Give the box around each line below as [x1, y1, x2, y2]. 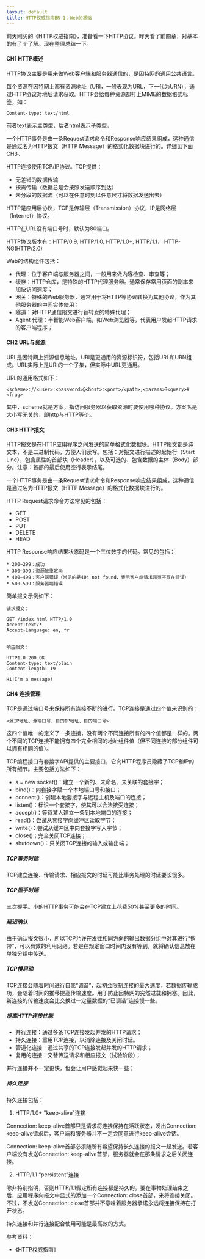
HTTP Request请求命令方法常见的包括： [6, 497, 107, 505]
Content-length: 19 [6, 666, 56, 672]
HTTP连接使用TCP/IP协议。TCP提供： [6, 163, 103, 170]
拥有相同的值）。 [11, 745, 52, 752]
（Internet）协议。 [6, 211, 53, 219]
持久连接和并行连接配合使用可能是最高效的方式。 [6, 1220, 129, 1227]
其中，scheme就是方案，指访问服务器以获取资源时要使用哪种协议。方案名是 [6, 403, 198, 410]
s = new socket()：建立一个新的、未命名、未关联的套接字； [15, 779, 165, 786]
